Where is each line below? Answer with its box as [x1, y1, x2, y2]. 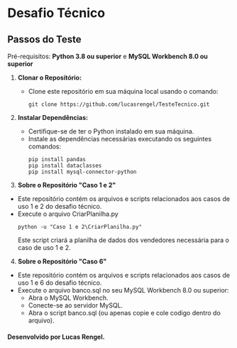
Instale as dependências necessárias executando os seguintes [28, 135, 211, 143]
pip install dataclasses [28, 162, 102, 169]
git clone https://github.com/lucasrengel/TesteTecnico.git [28, 101, 210, 108]
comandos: [28, 142, 62, 151]
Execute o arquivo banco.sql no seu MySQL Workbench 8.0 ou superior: [17, 286, 229, 294]
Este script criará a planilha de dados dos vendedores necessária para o [17, 236, 229, 244]
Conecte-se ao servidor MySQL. [28, 301, 123, 310]
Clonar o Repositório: [17, 73, 82, 82]
